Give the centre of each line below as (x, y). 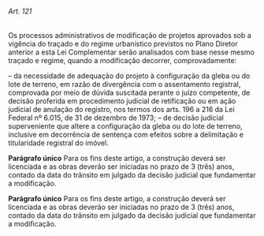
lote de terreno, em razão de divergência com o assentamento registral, (125, 84)
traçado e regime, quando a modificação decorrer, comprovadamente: (123, 61)
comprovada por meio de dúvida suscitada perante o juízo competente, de (129, 93)
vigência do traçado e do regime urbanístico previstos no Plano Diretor (123, 44)
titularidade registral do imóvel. (58, 143)
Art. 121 (20, 11)
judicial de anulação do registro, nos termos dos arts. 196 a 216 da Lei (121, 110)
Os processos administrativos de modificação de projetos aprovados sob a (130, 36)
